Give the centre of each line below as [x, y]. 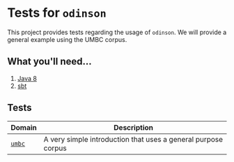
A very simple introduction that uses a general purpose [133, 139]
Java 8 [27, 78]
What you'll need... [49, 62]
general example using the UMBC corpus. [67, 39]
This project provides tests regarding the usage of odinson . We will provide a [117, 32]
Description [133, 127]
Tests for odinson [57, 13]
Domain [24, 127]
